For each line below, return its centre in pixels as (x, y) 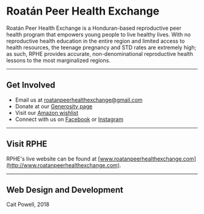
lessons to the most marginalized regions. (59, 60)
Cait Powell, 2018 (28, 204)
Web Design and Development (65, 190)
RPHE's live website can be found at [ (53, 159)
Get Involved (31, 85)
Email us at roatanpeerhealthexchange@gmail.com (79, 100)
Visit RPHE (27, 144)
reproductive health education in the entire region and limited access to (96, 41)
